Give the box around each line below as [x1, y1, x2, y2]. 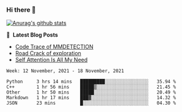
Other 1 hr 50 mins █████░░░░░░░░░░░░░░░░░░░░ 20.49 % [6, 89, 176, 95]
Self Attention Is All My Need [15, 56, 88, 64]
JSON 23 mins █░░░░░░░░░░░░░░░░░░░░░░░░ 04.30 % [6, 100, 176, 106]
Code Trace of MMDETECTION [15, 43, 93, 51]
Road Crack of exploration [15, 50, 81, 57]
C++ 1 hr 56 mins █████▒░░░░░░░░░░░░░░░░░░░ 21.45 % [6, 84, 176, 91]
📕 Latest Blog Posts [6, 31, 58, 39]
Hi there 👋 [6, 6, 37, 14]
